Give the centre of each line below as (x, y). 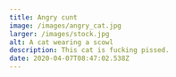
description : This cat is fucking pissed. (89, 50)
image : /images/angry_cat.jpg (66, 26)
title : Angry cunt (43, 17)
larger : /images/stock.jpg (59, 34)
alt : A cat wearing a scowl (62, 42)
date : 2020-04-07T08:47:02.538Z (69, 58)
